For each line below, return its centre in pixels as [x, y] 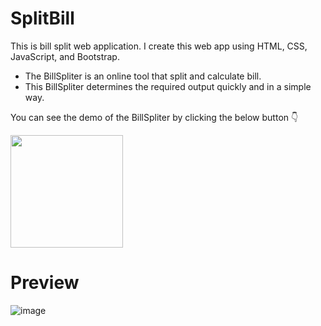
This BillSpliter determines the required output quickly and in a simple [168, 86]
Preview [45, 283]
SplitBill [42, 18]
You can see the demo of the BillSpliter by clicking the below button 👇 [154, 117]
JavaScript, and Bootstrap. [65, 56]
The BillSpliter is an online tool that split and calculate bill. [143, 76]
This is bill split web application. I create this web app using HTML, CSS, [159, 46]
